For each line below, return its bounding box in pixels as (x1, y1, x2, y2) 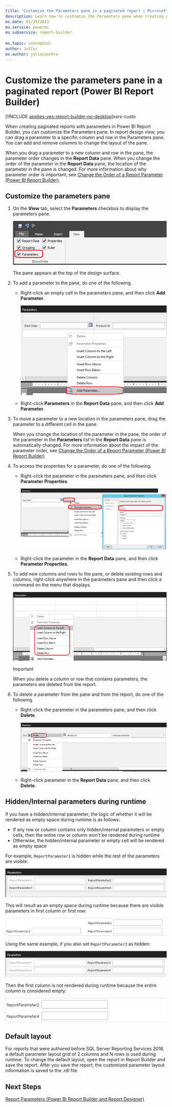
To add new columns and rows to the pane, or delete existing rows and (12, 571, 162, 577)
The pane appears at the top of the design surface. (12, 270, 121, 276)
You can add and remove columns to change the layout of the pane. (5, 139, 148, 146)
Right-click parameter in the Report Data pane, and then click (20, 777, 150, 783)
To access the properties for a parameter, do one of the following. (12, 463, 152, 469)
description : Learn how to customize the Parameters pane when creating (5, 13, 164, 19)
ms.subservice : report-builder (5, 30, 72, 35)
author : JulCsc (5, 46, 38, 51)
